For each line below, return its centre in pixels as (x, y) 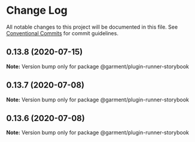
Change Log (37, 10)
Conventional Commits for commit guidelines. (62, 33)
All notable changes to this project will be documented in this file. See (92, 27)
